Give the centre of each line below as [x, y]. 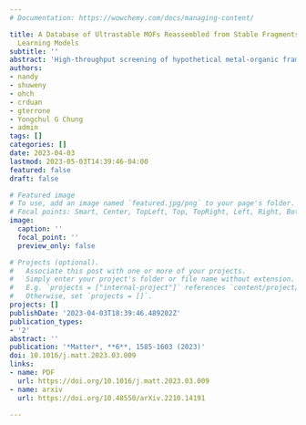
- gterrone [30, 110]
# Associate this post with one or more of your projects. [128, 271]
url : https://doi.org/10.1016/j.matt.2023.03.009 [113, 381]
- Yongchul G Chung [46, 119]
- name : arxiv [36, 389]
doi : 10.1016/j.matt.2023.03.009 [73, 356]
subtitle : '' [34, 51]
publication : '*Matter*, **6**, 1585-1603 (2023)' [107, 347]
